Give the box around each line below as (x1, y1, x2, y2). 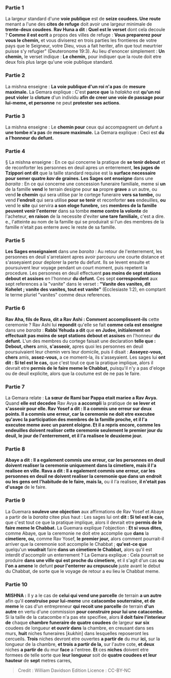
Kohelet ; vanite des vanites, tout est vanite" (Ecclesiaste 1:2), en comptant (5, 286, 166, 292)
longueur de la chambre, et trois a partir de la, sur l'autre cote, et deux (5, 641, 155, 647)
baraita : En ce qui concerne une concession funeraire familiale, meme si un (5, 181, 166, 187)
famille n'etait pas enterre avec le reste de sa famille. (5, 224, 116, 231)
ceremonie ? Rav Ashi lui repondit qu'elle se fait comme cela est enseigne (5, 321, 162, 328)
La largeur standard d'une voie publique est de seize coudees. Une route (5, 16, 161, 22)
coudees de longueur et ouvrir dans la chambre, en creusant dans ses (5, 624, 154, 631)
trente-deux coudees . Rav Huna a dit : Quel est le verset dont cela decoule (5, 27, 165, 33)
